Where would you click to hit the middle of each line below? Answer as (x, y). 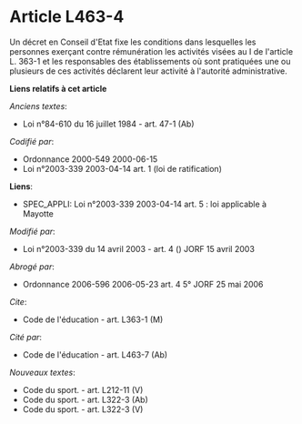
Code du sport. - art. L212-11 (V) (83, 389)
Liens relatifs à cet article (58, 88)
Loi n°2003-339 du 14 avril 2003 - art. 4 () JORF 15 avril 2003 (138, 248)
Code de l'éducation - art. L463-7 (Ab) (95, 354)
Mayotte (38, 213)
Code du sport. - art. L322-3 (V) (83, 409)
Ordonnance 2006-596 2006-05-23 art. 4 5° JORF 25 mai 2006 (143, 284)
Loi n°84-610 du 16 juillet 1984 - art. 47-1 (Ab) (108, 124)
